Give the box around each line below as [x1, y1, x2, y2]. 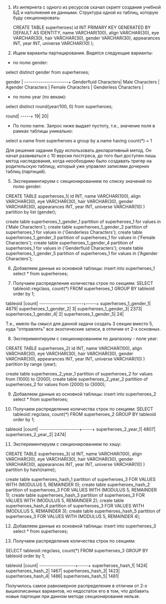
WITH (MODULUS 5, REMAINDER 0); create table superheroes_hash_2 [5, 482, 150, 487]
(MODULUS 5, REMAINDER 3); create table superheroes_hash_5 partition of [5, 508, 161, 514]
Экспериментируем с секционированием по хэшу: [12, 441, 121, 447]
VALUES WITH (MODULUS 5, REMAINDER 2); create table [5, 497, 124, 503]
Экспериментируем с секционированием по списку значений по [12, 178, 152, 184]
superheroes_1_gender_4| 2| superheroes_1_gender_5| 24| [5, 311, 124, 317]
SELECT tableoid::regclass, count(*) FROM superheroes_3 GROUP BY [5, 548, 149, 553]
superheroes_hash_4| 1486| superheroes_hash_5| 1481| [5, 573, 119, 579]
